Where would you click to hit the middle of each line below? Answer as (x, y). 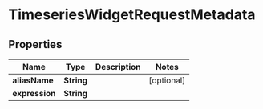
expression (34, 93)
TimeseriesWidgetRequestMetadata (132, 15)
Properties (35, 44)
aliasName (33, 80)
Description (118, 67)
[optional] (167, 80)
